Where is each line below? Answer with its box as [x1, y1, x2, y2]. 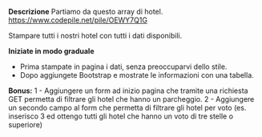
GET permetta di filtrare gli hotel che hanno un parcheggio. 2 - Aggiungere [8, 95, 255, 103]
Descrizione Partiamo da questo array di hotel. [8, 7, 163, 16]
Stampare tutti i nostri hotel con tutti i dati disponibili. [8, 31, 183, 40]
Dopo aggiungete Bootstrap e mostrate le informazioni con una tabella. [19, 71, 254, 79]
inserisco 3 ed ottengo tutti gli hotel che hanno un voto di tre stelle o [8, 111, 234, 121]
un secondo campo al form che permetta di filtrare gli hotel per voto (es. [8, 103, 247, 112]
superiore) [8, 120, 42, 129]
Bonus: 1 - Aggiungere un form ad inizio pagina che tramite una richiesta [8, 86, 248, 95]
